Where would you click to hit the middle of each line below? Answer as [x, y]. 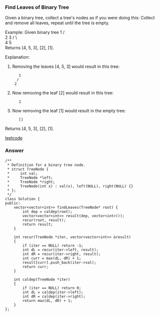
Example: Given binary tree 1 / [35, 32]
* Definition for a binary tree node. [46, 165]
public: [13, 203]
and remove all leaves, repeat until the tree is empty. [57, 23]
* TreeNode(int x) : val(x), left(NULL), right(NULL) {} [70, 186]
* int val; [22, 174]
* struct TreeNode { [28, 169]
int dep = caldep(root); [48, 212]
